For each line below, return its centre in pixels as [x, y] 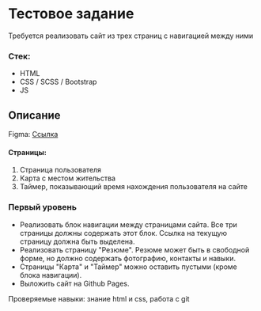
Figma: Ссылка [33, 135]
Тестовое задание [71, 14]
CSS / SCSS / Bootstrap [58, 82]
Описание [34, 115]
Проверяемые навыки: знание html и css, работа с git [99, 298]
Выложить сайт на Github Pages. [74, 283]
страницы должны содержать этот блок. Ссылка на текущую [123, 233]
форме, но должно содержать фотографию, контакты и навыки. [127, 258]
